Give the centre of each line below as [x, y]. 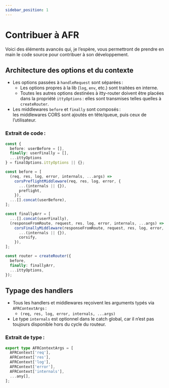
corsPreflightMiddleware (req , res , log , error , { [68, 181]
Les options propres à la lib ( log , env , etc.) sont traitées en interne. [89, 88]
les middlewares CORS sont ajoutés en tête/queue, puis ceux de [79, 115]
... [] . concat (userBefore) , [38, 200]
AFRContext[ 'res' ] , [30, 358]
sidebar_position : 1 [27, 10]
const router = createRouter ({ [38, 256]
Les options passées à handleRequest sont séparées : [68, 83]
